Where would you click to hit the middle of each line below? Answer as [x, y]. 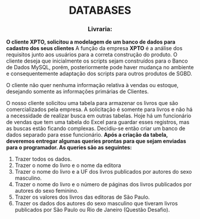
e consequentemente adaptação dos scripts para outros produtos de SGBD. [99, 74]
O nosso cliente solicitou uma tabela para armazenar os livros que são [92, 103]
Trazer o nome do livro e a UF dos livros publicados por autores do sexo [103, 172]
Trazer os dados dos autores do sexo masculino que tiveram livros [96, 203]
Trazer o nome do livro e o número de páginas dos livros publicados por [103, 184]
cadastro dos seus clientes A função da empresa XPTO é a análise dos [94, 48]
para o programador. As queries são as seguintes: [69, 147]
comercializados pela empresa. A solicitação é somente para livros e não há [99, 110]
